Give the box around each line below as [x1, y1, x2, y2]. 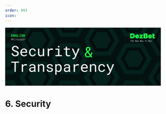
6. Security [5, 98, 51, 109]
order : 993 [5, 8, 28, 13]
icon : [5, 13, 16, 18]
